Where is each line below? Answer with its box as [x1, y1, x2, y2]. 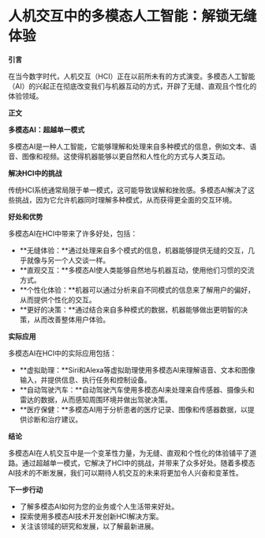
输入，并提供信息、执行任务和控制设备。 [19, 375, 151, 385]
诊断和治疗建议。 [26, 415, 83, 424]
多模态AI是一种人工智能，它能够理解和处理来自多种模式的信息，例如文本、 [8, 142, 250, 151]
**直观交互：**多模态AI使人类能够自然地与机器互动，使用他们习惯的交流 [19, 265, 255, 275]
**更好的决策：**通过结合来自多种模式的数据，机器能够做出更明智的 [19, 305, 241, 314]
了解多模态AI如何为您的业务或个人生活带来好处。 [19, 502, 179, 511]
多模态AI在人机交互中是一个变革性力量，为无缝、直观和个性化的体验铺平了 [8, 448, 250, 457]
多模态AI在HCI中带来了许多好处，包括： [8, 229, 138, 238]
